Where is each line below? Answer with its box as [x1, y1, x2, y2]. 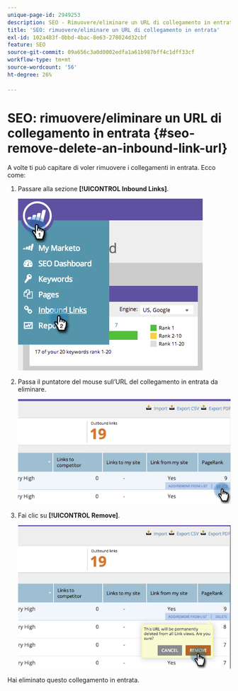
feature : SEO [7, 41, 46, 49]
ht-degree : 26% [7, 71, 52, 78]
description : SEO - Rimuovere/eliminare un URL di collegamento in [7, 18, 211, 26]
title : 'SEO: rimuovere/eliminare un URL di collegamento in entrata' [7, 26, 220, 33]
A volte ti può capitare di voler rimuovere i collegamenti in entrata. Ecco [7, 164, 216, 172]
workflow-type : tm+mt [7, 57, 72, 64]
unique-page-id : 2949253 [7, 11, 81, 18]
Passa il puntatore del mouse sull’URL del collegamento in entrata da [17, 377, 218, 386]
